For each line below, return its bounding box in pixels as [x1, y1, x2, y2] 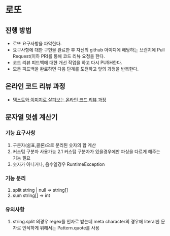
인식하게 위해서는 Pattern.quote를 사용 [22, 225, 100, 231]
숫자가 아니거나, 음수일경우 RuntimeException [12, 161, 105, 167]
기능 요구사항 [5, 130, 36, 137]
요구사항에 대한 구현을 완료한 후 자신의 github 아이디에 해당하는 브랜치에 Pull [12, 47, 165, 53]
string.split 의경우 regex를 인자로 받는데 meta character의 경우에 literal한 [12, 219, 160, 225]
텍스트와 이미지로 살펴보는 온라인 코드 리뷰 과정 [12, 97, 107, 103]
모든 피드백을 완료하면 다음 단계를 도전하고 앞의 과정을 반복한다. [12, 66, 139, 72]
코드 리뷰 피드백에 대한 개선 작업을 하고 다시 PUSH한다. [12, 60, 123, 66]
